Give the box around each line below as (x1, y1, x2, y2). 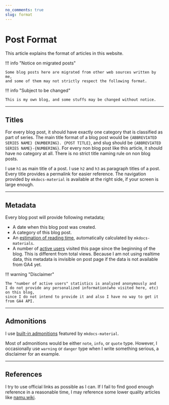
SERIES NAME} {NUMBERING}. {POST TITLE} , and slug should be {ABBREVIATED (5, 140, 161, 146)
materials (12, 241, 34, 246)
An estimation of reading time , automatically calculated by (12, 235, 133, 241)
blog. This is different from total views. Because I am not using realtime (12, 251, 160, 257)
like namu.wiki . (5, 394, 36, 400)
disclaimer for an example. (5, 351, 60, 357)
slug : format (5, 12, 33, 17)
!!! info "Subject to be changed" (5, 88, 70, 94)
